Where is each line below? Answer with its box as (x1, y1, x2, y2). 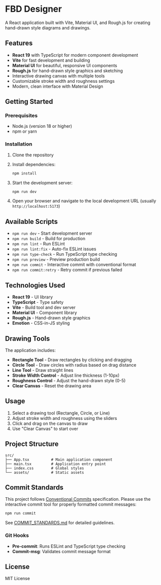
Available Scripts (5, 217, 58, 226)
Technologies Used (5, 281, 65, 290)
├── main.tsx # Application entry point (5, 462, 106, 466)
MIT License (5, 576, 30, 582)
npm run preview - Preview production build (12, 256, 100, 263)
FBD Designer (5, 3, 62, 15)
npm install (12, 171, 37, 176)
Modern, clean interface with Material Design (12, 83, 104, 89)
